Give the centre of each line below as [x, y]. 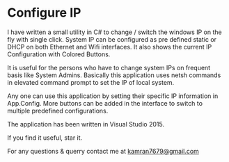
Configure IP [44, 13]
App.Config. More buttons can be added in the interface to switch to [105, 103]
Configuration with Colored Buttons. [59, 54]
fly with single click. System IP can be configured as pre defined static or [112, 39]
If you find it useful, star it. [45, 138]
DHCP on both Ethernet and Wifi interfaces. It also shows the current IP [110, 47]
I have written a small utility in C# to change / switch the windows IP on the [114, 32]
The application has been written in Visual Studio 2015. [86, 124]
